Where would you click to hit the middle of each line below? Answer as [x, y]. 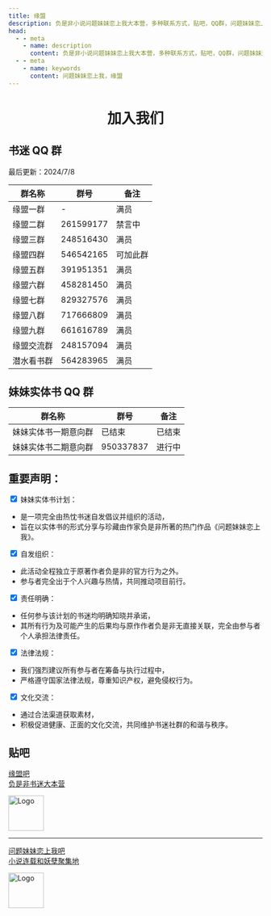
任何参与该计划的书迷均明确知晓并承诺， [87, 616]
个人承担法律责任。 [52, 636]
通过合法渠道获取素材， [59, 715]
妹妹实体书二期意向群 [53, 447]
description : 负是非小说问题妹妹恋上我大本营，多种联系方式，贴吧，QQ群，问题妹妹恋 [134, 23]
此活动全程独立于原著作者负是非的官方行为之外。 [101, 571]
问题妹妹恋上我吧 [37, 851]
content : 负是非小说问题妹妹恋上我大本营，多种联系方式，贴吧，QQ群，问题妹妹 [146, 53]
